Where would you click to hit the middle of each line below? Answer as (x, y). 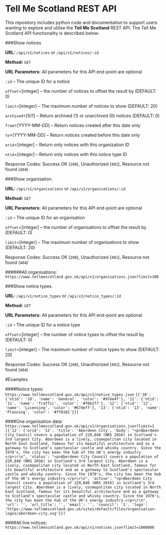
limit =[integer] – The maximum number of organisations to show (72, 242)
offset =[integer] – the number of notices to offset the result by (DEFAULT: (81, 91)
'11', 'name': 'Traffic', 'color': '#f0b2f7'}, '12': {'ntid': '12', (79, 403)
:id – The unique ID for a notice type (43, 325)
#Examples (17, 379)
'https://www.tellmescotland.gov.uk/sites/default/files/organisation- (81, 509)
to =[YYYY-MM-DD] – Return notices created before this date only (73, 135)
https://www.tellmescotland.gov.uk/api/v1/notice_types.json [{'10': (78, 394)
